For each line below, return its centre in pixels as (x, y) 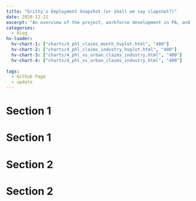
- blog (19, 33)
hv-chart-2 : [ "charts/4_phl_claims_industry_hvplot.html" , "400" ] (94, 50)
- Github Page (28, 77)
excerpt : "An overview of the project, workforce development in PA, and (98, 22)
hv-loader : (19, 39)
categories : (21, 28)
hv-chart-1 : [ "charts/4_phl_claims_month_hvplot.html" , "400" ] (90, 44)
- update (22, 82)
